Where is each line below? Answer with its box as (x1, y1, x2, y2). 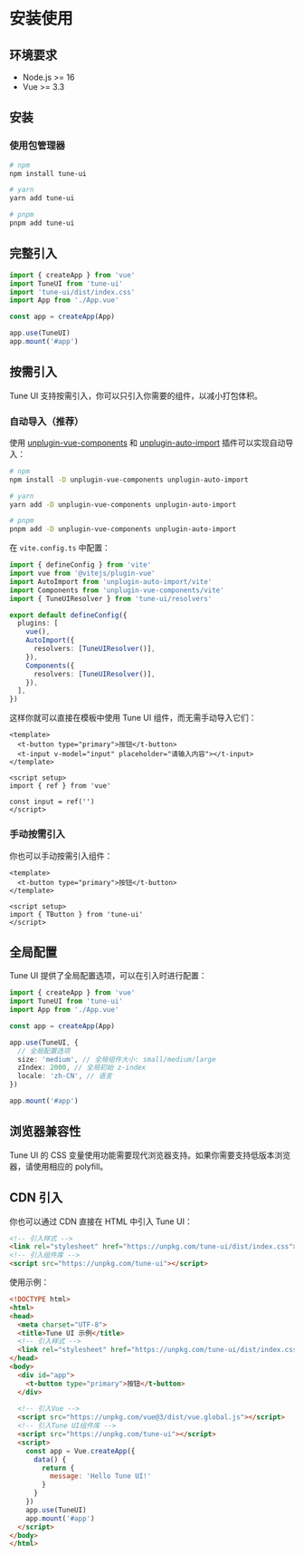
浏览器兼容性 (9, 1123, 81, 1139)
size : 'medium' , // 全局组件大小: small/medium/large (17, 1055, 216, 1064)
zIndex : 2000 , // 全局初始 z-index (17, 1063, 147, 1073)
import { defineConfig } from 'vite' (9, 560, 152, 569)
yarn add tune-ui (9, 194, 75, 203)
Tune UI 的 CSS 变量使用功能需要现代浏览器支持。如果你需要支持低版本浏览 (9, 1149, 291, 1161)
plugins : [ (17, 618, 59, 628)
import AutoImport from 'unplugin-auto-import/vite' (9, 577, 213, 586)
